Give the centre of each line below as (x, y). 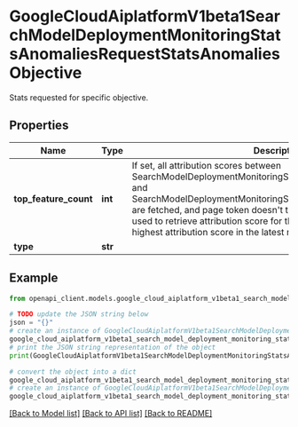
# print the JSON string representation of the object (113, 347)
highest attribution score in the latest (208, 232)
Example (34, 278)
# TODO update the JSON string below (79, 314)
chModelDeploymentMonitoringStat (145, 35)
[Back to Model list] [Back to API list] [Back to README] (111, 414)
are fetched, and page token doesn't (208, 210)
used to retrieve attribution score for (207, 221)
